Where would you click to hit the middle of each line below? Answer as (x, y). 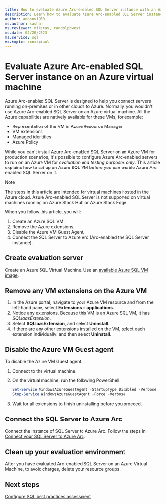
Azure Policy (25, 142)
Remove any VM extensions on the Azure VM (76, 290)
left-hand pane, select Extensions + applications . (63, 308)
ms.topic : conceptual (27, 42)
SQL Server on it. (40, 172)
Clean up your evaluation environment (65, 452)
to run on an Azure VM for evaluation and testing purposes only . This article (83, 162)
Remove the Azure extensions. (43, 227)
